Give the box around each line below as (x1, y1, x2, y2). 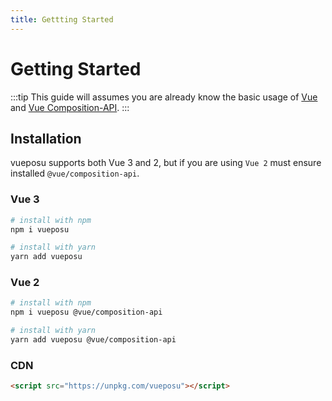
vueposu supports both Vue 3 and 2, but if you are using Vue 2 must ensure (10, 157, 322, 169)
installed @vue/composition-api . (10, 167, 140, 180)
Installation (10, 130, 82, 147)
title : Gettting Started (10, 14, 114, 25)
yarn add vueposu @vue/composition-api (10, 335, 177, 345)
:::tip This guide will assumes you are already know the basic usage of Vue (10, 91, 318, 103)
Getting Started (10, 57, 142, 80)
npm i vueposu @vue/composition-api (10, 307, 163, 318)
